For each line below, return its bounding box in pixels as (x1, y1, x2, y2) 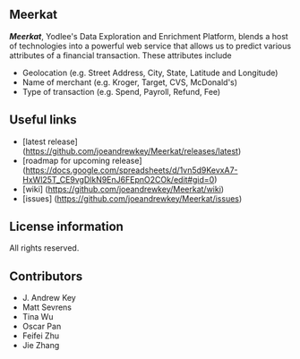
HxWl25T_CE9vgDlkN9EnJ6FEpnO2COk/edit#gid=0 (21, 174, 215, 184)
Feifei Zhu (21, 330, 60, 341)
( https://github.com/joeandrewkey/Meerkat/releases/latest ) (21, 145, 242, 156)
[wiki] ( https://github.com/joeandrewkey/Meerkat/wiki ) (21, 184, 225, 194)
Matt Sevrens (21, 302, 73, 312)
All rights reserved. (9, 243, 80, 253)
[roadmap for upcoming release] (21, 155, 142, 166)
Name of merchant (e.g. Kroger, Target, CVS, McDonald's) (21, 76, 238, 88)
